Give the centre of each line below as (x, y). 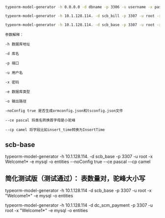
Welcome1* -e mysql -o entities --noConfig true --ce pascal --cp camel (78, 162)
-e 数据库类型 (18, 92)
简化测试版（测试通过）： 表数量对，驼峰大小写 (75, 178)
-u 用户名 (14, 73)
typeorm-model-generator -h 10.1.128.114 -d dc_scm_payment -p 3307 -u (79, 205)
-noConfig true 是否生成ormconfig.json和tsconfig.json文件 (64, 110)
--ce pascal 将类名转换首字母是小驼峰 (40, 120)
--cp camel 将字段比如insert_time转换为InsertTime (55, 130)
